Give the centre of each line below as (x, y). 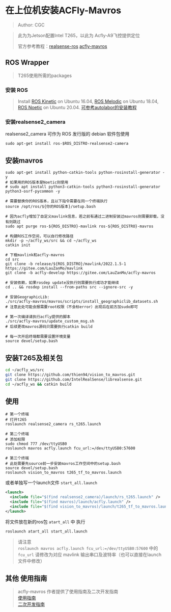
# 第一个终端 (17, 414)
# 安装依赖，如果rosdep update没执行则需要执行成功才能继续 (62, 283)
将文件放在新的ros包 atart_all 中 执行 (45, 522)
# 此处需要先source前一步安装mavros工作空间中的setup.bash (63, 464)
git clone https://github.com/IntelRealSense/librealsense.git (74, 379)
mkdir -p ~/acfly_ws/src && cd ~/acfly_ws (51, 241)
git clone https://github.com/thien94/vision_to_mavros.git (70, 375)
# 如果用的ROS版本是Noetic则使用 (37, 182)
